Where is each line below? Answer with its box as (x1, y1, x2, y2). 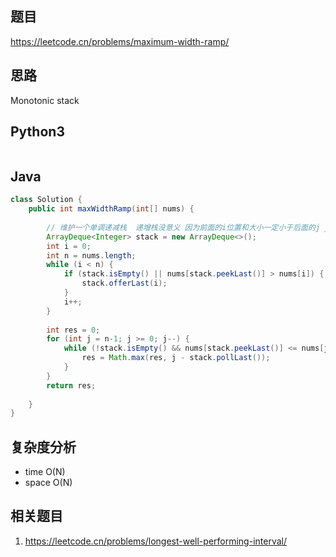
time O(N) (24, 466, 66, 478)
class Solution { (10, 195, 83, 205)
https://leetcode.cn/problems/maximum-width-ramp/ (10, 35, 230, 47)
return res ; (46, 380, 97, 391)
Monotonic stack (10, 94, 80, 106)
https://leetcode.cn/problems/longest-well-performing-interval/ (24, 535, 287, 547)
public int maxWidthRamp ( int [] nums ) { (28, 204, 195, 214)
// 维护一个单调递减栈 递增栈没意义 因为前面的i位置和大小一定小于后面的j (46, 222, 321, 232)
